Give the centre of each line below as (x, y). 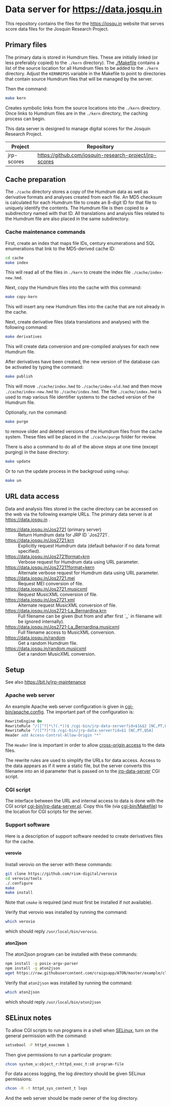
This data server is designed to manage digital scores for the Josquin (78, 128)
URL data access (32, 496)
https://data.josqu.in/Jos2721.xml (40, 600)
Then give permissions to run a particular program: (59, 1055)
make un (13, 480)
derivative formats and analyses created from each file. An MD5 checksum (84, 197)
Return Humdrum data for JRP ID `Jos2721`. (64, 535)
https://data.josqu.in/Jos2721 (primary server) (53, 529)
